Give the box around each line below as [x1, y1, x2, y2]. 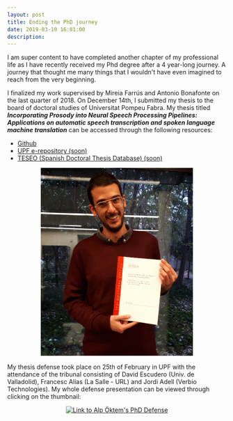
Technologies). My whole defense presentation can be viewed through [7, 385, 210, 393]
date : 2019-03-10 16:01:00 [7, 26, 86, 33]
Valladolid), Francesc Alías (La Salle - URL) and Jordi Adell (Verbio [7, 378, 197, 386]
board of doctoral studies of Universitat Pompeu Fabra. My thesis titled [7, 104, 211, 112]
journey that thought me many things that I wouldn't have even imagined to [7, 68, 222, 77]
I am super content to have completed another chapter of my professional [7, 53, 219, 62]
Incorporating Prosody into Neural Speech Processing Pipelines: [7, 111, 198, 120]
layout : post [7, 11, 45, 18]
